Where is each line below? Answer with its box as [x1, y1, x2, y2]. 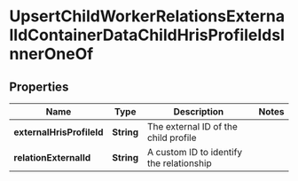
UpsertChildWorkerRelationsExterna [9, 6, 286, 27]
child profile [146, 131, 197, 144]
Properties [9, 79, 69, 94]
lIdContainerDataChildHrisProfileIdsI [9, 25, 286, 45]
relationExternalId [13, 152, 91, 163]
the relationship [146, 157, 212, 169]
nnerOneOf [9, 44, 94, 64]
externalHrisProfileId [13, 126, 104, 138]
